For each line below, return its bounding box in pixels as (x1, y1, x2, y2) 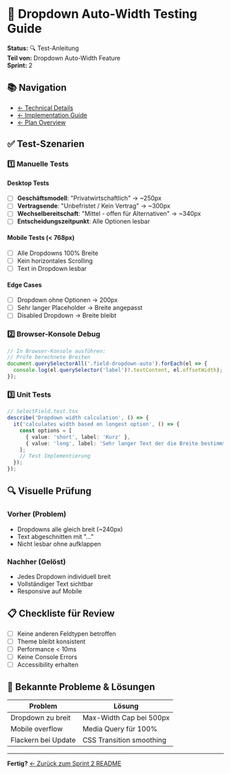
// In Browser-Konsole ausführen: (7, 347, 107, 355)
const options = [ (19, 427, 72, 434)
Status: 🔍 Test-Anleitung (7, 44, 79, 52)
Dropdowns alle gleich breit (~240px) (16, 525, 123, 533)
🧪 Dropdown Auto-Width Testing (7, 6, 197, 22)
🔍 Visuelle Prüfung (7, 485, 91, 497)
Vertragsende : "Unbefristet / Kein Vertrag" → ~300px (16, 202, 170, 210)
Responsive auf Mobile (16, 587, 82, 595)
